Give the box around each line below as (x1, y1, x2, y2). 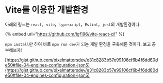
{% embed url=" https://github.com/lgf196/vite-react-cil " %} (5, 31, 125, 37)
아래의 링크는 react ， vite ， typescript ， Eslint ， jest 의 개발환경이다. (5, 21, 141, 27)
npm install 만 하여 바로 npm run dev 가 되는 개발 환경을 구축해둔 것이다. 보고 (5, 41, 151, 47)
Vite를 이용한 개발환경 (5, 4, 89, 16)
